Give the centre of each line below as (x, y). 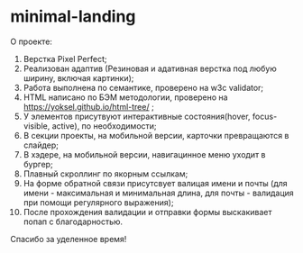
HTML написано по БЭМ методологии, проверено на (125, 97)
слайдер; (41, 145)
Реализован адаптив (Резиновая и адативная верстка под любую (150, 68)
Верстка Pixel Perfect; (65, 59)
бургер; (38, 164)
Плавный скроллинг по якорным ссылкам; (106, 174)
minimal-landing (73, 17)
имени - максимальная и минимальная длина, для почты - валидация (158, 193)
